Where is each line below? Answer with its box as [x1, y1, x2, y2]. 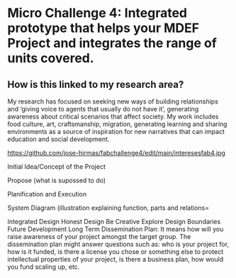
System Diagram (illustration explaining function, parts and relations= [7, 204, 210, 212]
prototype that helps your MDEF [7, 20, 200, 36]
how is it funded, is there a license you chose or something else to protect [7, 248, 224, 256]
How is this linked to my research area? [7, 78, 184, 90]
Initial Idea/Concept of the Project [7, 162, 106, 171]
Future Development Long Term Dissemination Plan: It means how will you [7, 225, 224, 233]
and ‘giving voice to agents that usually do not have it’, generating [7, 105, 199, 113]
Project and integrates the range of [7, 35, 218, 51]
